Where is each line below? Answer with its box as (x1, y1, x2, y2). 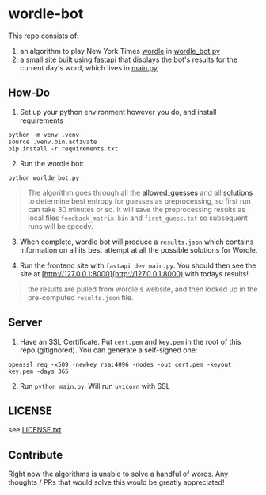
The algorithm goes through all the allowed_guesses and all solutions (27, 188, 253, 197)
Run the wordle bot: (19, 158, 85, 168)
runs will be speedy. (27, 221, 93, 230)
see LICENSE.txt (8, 425, 62, 435)
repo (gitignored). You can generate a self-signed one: (19, 345, 198, 355)
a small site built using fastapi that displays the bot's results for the (19, 55, 238, 64)
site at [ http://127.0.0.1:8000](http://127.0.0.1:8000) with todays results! (19, 268, 249, 278)
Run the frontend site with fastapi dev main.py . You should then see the (19, 261, 256, 270)
